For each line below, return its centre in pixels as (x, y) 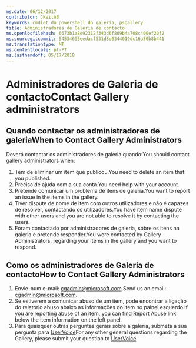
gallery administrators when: (41, 160)
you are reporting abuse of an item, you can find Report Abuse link (95, 314)
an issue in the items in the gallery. (57, 197)
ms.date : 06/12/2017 (31, 11)
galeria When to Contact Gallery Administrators (94, 140)
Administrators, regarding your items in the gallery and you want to (96, 240)
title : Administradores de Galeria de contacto (66, 28)
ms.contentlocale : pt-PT (36, 50)
